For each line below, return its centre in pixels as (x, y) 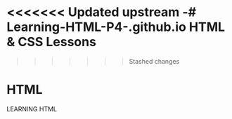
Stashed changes (154, 61)
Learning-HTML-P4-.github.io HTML (116, 27)
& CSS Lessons (51, 42)
